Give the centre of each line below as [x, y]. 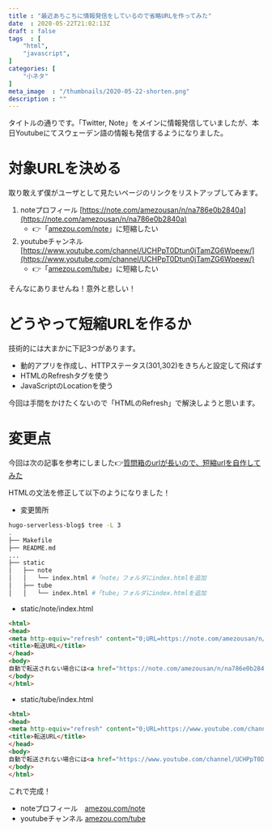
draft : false [32, 31]
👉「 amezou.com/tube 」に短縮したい [96, 269]
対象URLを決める [65, 169]
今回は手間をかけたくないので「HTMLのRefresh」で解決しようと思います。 [134, 403]
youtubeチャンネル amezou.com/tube [83, 818]
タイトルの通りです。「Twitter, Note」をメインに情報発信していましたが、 [130, 123]
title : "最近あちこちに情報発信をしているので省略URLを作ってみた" [110, 16]
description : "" [38, 99]
